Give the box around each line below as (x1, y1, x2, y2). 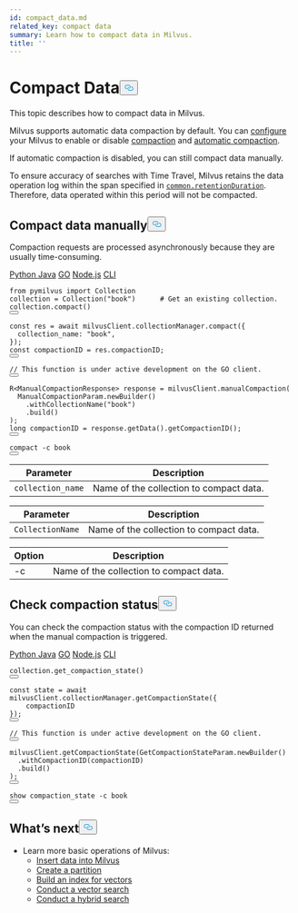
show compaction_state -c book (9, 791, 128, 800)
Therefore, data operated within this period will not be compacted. (9, 190, 258, 201)
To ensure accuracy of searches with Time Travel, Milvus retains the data (9, 170, 284, 182)
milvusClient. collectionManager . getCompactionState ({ (9, 693, 218, 702)
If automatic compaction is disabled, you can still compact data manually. (9, 153, 284, 164)
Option (14, 550, 45, 561)
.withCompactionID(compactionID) (17, 756, 144, 765)
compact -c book (9, 443, 71, 452)
